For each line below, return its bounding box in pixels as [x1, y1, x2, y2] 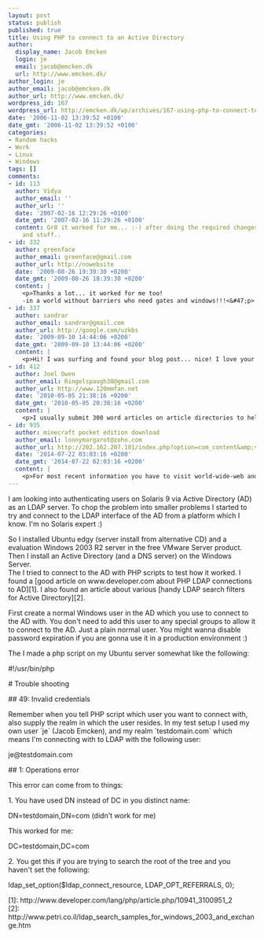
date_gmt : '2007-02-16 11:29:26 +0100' [15, 216, 146, 224]
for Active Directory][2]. [8, 593, 86, 602]
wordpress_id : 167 [8, 99, 68, 107]
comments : [8, 172, 41, 181]
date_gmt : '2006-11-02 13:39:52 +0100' [8, 121, 139, 129]
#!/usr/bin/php [8, 663, 55, 673]
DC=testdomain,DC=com [8, 841, 90, 851]
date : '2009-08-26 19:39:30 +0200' [15, 268, 132, 275]
